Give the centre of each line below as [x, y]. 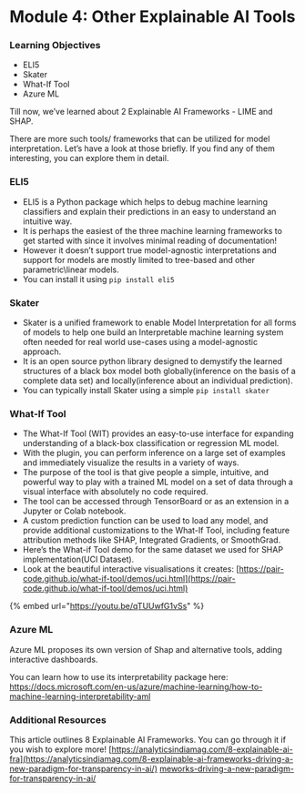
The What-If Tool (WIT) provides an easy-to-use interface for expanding [158, 433]
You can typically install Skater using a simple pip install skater [146, 391]
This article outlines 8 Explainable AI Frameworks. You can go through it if [148, 739]
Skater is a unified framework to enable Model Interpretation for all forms [159, 323]
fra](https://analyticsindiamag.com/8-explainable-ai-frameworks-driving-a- [152, 758]
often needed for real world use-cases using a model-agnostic [140, 342]
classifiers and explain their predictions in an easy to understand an [149, 211]
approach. [42, 351]
